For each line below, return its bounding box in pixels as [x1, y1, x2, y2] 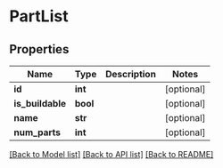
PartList [9, 6, 69, 27]
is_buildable [13, 98, 67, 109]
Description [105, 68, 156, 80]
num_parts [13, 126, 61, 139]
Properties [9, 42, 70, 57]
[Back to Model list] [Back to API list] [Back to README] [9, 149, 214, 159]
